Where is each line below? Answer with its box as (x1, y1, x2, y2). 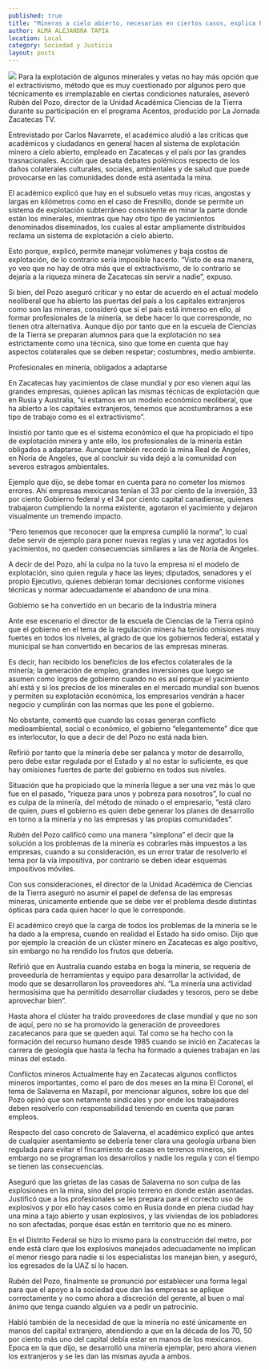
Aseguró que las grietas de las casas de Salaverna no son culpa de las (8, 1177, 242, 1186)
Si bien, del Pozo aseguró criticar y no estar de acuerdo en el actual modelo (8, 288, 259, 297)
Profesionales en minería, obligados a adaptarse (8, 362, 168, 372)
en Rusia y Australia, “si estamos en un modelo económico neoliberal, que (8, 395, 253, 405)
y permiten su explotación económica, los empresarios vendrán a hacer (8, 691, 245, 701)
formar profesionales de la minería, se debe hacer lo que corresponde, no (8, 313, 252, 322)
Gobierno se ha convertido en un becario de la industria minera (8, 600, 218, 610)
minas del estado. (8, 1054, 67, 1063)
